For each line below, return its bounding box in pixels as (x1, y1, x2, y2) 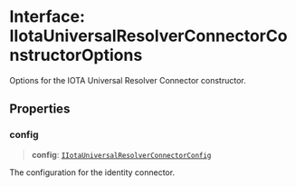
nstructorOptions (9, 45, 143, 65)
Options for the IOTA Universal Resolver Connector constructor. (9, 74, 246, 85)
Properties (9, 102, 71, 117)
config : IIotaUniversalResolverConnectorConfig (31, 149, 212, 160)
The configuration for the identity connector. (9, 166, 175, 178)
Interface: (9, 6, 86, 27)
